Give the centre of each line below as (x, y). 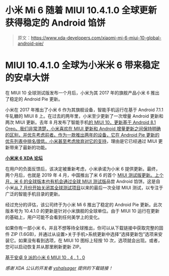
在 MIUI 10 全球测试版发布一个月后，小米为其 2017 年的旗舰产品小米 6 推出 (82, 93)
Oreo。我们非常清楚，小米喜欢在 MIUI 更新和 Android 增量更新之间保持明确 (83, 128)
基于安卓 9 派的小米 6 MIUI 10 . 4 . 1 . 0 (45, 257)
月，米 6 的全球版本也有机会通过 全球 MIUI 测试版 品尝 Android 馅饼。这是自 (83, 181)
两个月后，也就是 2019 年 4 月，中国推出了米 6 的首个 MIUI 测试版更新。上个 (84, 175)
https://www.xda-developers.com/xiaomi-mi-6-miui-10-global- (96, 38)
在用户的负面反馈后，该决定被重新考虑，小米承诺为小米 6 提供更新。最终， (83, 168)
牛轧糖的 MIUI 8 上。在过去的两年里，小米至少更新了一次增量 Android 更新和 (84, 116)
